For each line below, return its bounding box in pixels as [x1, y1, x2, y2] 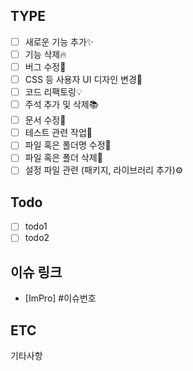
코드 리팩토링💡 [24, 86, 83, 98]
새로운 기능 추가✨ [24, 35, 95, 48]
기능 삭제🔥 [24, 48, 67, 60]
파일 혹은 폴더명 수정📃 [24, 139, 112, 151]
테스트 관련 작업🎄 [24, 127, 93, 139]
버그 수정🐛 [24, 60, 67, 73]
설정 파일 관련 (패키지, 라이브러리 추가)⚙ [24, 164, 184, 176]
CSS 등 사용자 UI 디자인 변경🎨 [24, 74, 143, 85]
